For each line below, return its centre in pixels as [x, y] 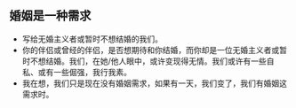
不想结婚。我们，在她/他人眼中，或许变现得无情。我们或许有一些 [148, 61]
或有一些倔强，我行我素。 [84, 72]
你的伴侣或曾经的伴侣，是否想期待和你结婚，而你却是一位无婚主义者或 [151, 50]
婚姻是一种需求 [50, 16]
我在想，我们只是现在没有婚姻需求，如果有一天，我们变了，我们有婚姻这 [154, 83]
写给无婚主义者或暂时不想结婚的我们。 [92, 39]
